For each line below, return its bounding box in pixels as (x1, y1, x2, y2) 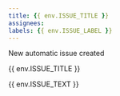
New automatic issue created (8, 49, 105, 58)
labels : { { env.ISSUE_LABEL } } (8, 26, 113, 34)
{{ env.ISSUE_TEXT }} (8, 79, 79, 89)
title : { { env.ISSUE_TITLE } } (8, 11, 110, 20)
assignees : (8, 19, 45, 27)
